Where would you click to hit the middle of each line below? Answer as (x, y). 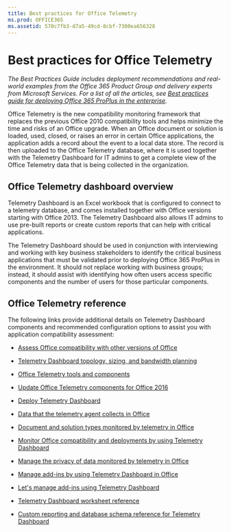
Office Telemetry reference (67, 303)
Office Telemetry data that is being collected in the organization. (98, 165)
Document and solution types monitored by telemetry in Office (106, 427)
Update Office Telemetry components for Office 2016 (93, 387)
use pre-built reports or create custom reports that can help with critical (109, 225)
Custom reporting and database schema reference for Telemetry (109, 514)
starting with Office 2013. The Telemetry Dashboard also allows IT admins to (115, 218)
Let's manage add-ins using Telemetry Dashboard (88, 487)
